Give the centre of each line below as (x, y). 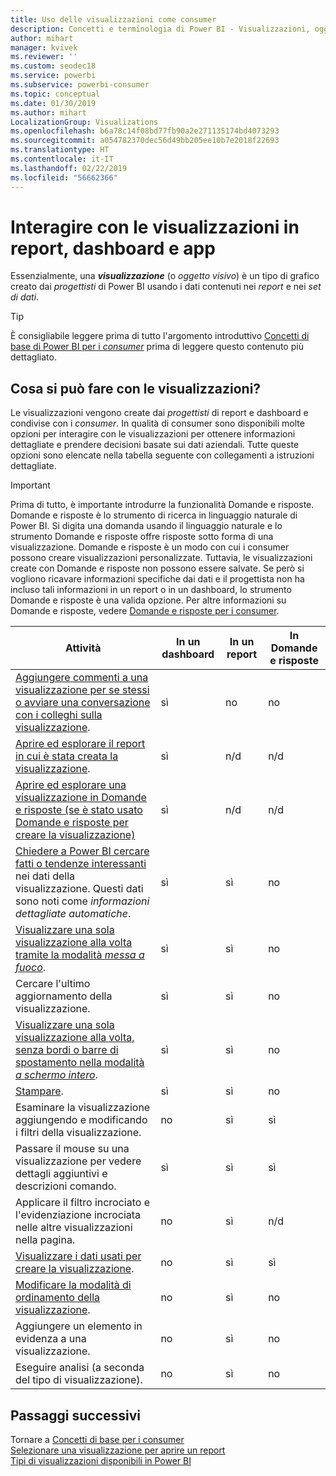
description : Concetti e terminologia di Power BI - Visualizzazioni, (160, 29)
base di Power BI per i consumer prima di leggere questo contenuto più (157, 347)
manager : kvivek (44, 47)
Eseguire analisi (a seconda (80, 1368)
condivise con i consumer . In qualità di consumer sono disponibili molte (157, 423)
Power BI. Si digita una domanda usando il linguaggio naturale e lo (146, 526)
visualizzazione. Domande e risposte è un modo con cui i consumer (150, 547)
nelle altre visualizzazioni (74, 1228)
